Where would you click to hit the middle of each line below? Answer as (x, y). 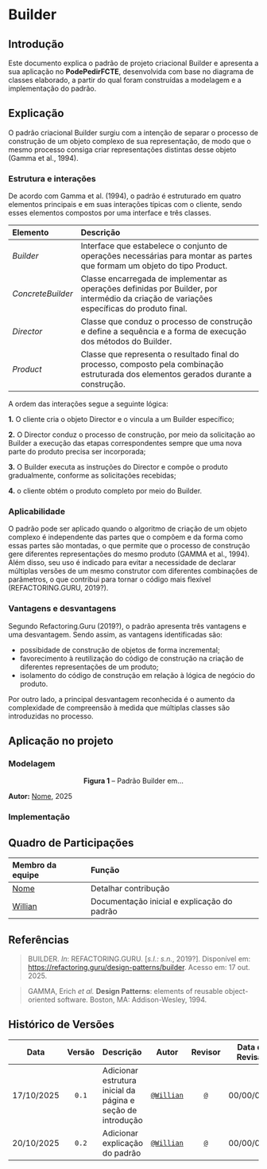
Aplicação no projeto (61, 741)
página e (118, 1100)
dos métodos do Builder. (126, 341)
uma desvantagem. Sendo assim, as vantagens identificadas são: (115, 634)
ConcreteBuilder (43, 294)
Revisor (206, 1052)
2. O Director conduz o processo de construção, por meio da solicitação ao (132, 434)
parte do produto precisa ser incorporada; (77, 452)
